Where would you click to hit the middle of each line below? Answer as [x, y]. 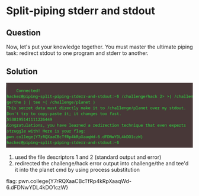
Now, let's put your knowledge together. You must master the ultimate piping [99, 47]
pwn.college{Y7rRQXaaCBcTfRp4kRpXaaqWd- [75, 181]
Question [23, 33]
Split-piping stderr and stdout [81, 11]
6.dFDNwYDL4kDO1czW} [37, 188]
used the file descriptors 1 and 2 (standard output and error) [88, 157]
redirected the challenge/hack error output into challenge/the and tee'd [102, 164]
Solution [22, 72]
